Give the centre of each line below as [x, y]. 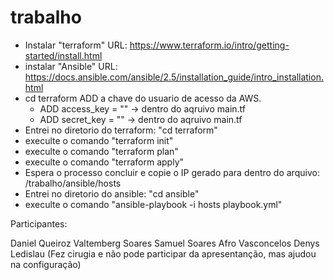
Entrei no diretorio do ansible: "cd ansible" [112, 193]
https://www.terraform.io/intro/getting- [209, 45]
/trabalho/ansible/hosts [73, 183]
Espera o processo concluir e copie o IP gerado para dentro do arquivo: [172, 172]
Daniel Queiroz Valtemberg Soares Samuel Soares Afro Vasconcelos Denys [165, 243]
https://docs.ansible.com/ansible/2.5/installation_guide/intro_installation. [174, 77]
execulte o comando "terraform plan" [101, 151]
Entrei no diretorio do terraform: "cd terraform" [121, 130]
